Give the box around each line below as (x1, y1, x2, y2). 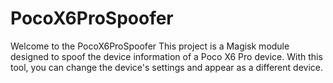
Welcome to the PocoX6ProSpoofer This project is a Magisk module (10, 40, 290, 52)
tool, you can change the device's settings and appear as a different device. (10, 61, 323, 73)
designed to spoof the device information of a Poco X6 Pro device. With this (10, 50, 323, 62)
